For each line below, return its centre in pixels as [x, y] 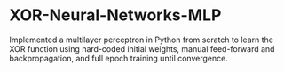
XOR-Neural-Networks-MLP [115, 15]
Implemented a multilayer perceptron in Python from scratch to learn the [141, 40]
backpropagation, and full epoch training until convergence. [118, 58]
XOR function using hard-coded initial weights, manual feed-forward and [142, 48]
